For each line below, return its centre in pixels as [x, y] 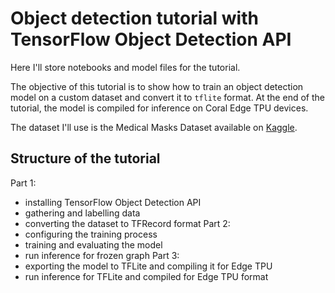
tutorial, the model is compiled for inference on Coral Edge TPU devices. [159, 108]
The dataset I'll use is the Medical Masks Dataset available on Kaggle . [154, 127]
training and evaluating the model [93, 244]
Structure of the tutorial [85, 158]
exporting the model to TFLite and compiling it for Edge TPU [148, 266]
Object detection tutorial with [134, 18]
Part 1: [23, 183]
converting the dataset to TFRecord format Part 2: [127, 223]
